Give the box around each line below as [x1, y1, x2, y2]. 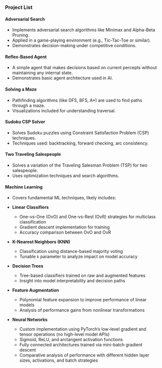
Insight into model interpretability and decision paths [19, 278, 125, 284]
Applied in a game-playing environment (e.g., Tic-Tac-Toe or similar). [12, 37, 151, 43]
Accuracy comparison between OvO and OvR [19, 229, 111, 235]
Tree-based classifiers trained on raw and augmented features [19, 272, 145, 278]
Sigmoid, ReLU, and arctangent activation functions [19, 337, 123, 343]
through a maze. [12, 102, 45, 108]
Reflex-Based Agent [5, 53, 47, 60]
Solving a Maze [5, 86, 37, 92]
